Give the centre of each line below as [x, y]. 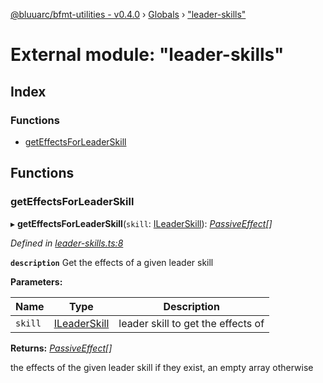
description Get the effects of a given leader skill [112, 262]
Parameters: [36, 281]
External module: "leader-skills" [147, 55]
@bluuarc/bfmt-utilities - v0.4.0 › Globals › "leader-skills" [128, 14]
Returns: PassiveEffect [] [61, 348]
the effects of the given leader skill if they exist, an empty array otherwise [162, 367]
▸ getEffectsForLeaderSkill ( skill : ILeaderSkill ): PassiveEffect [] [141, 223]
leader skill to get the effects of [191, 323]
